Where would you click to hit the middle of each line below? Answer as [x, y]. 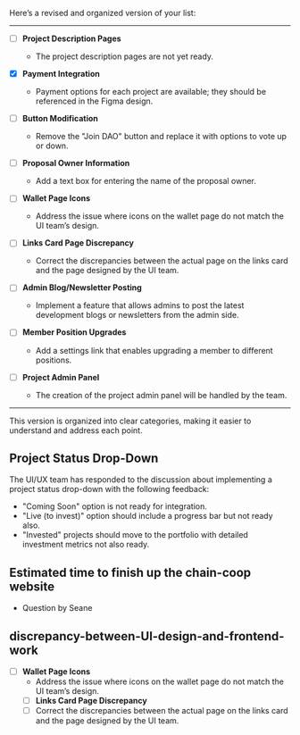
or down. [52, 146]
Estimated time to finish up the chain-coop [130, 572]
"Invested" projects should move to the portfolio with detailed [135, 535]
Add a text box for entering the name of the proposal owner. [146, 181]
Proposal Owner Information [76, 163]
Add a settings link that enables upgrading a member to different [154, 350]
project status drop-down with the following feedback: [109, 489]
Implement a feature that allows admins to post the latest [140, 305]
